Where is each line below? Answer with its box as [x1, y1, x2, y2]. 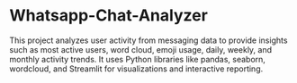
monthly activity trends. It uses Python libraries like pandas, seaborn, [9, 54, 265, 64]
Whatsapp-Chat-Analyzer [9, 5, 209, 26]
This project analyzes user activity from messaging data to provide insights [9, 35, 288, 46]
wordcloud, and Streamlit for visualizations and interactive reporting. [9, 63, 264, 74]
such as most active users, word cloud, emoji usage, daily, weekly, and [9, 44, 273, 54]
